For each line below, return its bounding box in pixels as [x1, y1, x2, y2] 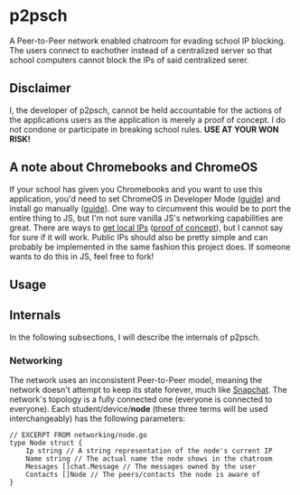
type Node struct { [9, 439, 83, 448]
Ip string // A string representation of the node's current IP [25, 446, 273, 456]
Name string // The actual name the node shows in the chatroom [25, 454, 273, 463]
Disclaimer [9, 80, 71, 96]
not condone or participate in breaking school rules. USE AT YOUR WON [9, 124, 279, 135]
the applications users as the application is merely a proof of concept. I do [9, 114, 286, 125]
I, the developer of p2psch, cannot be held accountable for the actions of [9, 105, 283, 116]
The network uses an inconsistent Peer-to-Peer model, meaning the [9, 375, 263, 386]
